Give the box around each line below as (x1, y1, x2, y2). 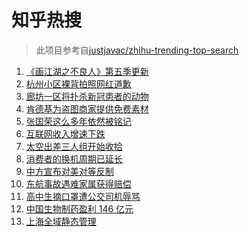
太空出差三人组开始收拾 (25, 140, 123, 152)
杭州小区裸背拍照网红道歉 (25, 77, 132, 90)
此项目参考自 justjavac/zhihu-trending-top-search (35, 44, 239, 56)
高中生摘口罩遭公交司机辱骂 (25, 190, 141, 202)
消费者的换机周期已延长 (25, 152, 123, 165)
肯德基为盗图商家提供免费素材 (25, 102, 149, 115)
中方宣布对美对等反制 (25, 165, 114, 177)
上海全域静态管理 (25, 215, 97, 227)
